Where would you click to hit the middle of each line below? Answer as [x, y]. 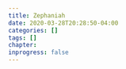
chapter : [23, 45]
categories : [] [33, 30]
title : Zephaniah [37, 15]
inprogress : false [38, 52]
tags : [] [23, 38]
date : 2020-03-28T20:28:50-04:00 [63, 23]
